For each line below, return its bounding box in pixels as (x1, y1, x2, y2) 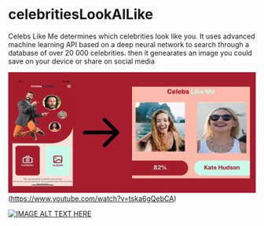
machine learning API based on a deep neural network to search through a (8, 39, 250, 49)
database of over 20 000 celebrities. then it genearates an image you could (8, 48, 253, 57)
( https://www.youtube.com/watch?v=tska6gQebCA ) (8, 194, 177, 203)
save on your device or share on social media (8, 56, 156, 66)
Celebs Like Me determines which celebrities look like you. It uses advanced (8, 31, 255, 41)
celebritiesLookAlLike (8, 5, 154, 24)
